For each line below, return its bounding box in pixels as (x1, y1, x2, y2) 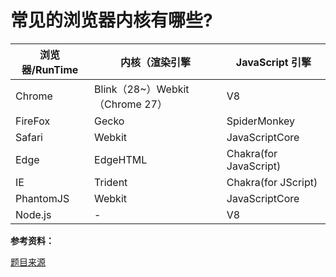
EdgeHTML (94, 152, 148, 166)
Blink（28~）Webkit (94, 82, 190, 96)
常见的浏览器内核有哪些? (10, 9, 213, 32)
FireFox (15, 114, 51, 128)
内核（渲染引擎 (119, 55, 191, 69)
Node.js (15, 207, 52, 221)
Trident (94, 175, 128, 189)
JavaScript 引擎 (235, 55, 312, 69)
